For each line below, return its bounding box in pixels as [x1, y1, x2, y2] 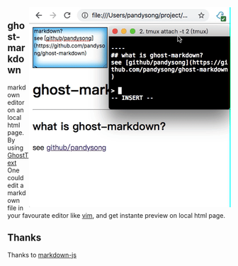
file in [7, 204, 23, 212]
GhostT [7, 150, 29, 159]
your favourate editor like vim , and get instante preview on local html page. [7, 211, 225, 219]
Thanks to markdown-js [7, 250, 76, 259]
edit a [7, 181, 24, 189]
